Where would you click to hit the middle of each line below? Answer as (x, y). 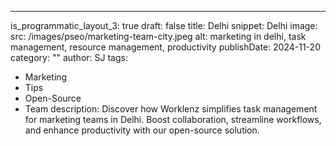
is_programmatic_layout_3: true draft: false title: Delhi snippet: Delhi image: (164, 25)
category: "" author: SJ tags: (69, 57)
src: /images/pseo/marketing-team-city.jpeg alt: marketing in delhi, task (158, 36)
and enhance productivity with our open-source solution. (142, 130)
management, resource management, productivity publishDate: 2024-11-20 (165, 47)
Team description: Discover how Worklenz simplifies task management (171, 109)
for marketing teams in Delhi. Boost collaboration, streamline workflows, (173, 119)
